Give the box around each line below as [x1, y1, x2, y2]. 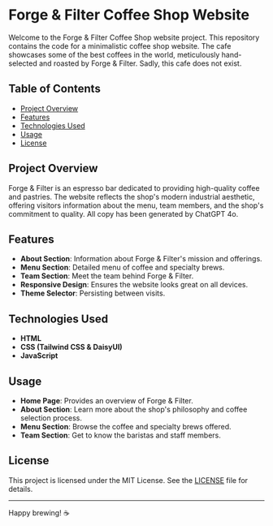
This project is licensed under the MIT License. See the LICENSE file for [8, 475, 249, 485]
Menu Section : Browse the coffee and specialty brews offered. [19, 422, 232, 431]
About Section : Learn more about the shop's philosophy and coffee [19, 404, 248, 414]
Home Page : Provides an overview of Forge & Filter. [19, 396, 193, 405]
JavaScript [19, 351, 58, 360]
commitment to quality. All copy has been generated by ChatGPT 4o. [8, 209, 239, 218]
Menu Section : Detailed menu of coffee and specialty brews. [19, 262, 225, 273]
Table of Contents [8, 82, 102, 96]
